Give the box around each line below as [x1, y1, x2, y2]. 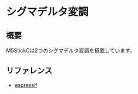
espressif [14, 81, 38, 88]
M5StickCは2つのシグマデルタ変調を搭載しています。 [6, 47, 135, 54]
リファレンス [6, 65, 53, 76]
